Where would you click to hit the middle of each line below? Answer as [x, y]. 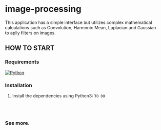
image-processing [43, 9]
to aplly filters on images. [30, 33]
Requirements [22, 62]
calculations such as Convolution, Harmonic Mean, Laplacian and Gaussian [80, 27]
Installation [19, 85]
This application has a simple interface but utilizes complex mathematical [79, 22]
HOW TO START [30, 48]
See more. [18, 123]
